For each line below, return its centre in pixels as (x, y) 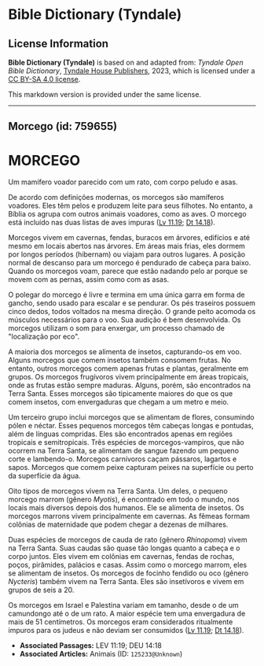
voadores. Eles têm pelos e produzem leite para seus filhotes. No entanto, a (130, 205)
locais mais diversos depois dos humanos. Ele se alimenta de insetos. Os (126, 508)
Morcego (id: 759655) (63, 126)
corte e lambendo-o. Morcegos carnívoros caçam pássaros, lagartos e (123, 459)
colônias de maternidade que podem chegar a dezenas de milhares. (118, 524)
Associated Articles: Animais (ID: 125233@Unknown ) (101, 654)
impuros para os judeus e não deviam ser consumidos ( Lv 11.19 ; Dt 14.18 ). (126, 631)
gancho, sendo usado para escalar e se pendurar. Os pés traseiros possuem (132, 303)
